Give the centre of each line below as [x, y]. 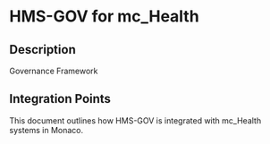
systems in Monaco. [46, 130]
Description [42, 50]
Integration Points [60, 99]
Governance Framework [54, 71]
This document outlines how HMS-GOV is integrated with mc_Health [135, 120]
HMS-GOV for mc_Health [104, 17]
